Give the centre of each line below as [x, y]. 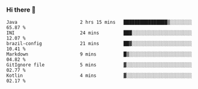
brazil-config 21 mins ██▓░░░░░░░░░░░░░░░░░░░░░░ [99, 44]
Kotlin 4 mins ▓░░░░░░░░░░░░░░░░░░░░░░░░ [99, 76]
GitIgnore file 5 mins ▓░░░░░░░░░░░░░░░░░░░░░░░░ [99, 65]
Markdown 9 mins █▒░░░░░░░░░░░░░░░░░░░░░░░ [99, 54]
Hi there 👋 [21, 10]
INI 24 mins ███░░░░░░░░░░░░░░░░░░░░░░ [99, 33]
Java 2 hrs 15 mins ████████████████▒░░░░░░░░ [99, 23]
